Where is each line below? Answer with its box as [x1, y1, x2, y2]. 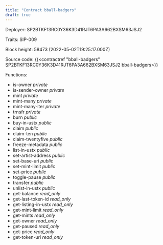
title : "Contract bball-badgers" [5, 7, 77, 13]
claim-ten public [12, 130, 48, 136]
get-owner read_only [12, 217, 57, 223]
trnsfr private [12, 109, 41, 115]
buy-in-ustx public [12, 119, 52, 126]
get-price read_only [12, 229, 55, 235]
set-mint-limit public [12, 163, 55, 169]
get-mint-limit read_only [12, 207, 64, 213]
